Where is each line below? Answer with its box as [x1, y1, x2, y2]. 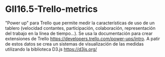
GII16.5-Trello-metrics [5, 3, 98, 15]
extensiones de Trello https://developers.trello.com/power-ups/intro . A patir [5, 36, 161, 42]
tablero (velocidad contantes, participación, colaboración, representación [5, 25, 156, 31]
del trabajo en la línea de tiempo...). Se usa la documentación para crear [5, 30, 153, 36]
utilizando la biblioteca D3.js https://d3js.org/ [5, 46, 97, 52]
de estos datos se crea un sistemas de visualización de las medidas [5, 41, 144, 47]
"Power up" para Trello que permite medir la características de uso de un [5, 20, 155, 26]
